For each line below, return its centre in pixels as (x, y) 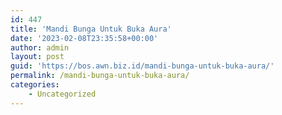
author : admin (40, 47)
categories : (35, 85)
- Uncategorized (62, 94)
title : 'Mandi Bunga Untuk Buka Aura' (91, 29)
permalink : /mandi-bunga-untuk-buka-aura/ (100, 76)
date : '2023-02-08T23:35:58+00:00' (84, 38)
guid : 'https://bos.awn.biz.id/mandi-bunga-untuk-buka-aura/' (142, 66)
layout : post (37, 57)
